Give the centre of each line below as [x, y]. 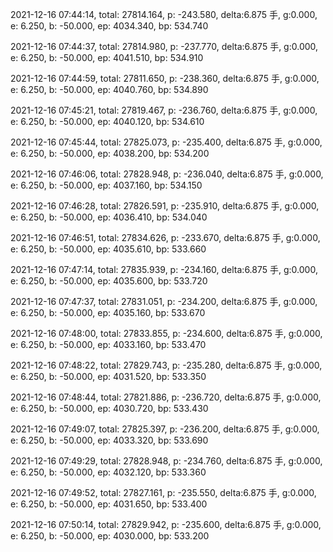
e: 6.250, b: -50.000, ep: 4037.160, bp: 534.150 [106, 185]
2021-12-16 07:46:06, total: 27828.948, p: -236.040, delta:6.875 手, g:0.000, [167, 174]
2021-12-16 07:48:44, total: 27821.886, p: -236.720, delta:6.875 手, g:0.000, [166, 397]
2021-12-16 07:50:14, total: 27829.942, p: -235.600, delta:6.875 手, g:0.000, [166, 524]
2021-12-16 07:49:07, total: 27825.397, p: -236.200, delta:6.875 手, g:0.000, [165, 429]
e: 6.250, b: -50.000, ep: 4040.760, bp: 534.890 [109, 89]
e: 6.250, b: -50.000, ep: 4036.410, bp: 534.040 [109, 217]
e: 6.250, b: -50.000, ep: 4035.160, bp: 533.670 [108, 312]
